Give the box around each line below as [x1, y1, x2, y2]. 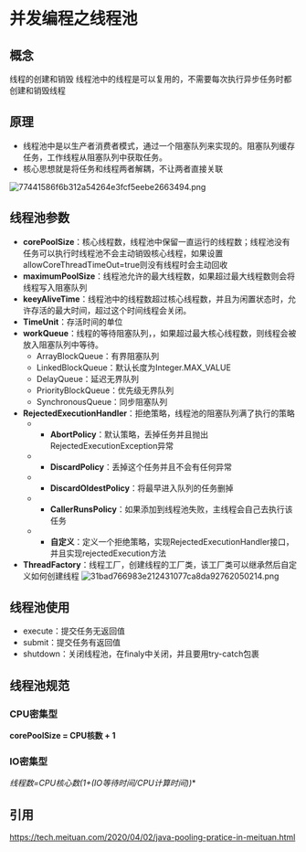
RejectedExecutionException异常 [49, 440, 174, 451]
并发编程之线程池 [9, 8, 139, 29]
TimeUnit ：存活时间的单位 [22, 316, 123, 327]
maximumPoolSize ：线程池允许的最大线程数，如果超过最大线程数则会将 [22, 271, 295, 282]
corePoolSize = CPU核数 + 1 [9, 730, 116, 741]
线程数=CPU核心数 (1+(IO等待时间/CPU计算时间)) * [9, 778, 196, 789]
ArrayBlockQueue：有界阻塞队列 [36, 350, 160, 361]
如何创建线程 [30, 570, 79, 581]
